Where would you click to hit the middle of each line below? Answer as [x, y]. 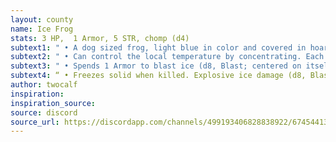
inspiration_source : [53, 103]
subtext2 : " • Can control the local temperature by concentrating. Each [167, 57]
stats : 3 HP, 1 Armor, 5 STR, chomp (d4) [100, 38]
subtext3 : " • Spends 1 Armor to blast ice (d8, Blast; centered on [156, 66]
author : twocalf [44, 85]
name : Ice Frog [42, 29]
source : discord [44, 112]
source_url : [35, 122]
